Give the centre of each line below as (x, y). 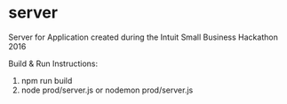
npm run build (47, 80)
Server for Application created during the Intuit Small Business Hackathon (143, 37)
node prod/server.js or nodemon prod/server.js (107, 90)
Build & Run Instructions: (53, 63)
